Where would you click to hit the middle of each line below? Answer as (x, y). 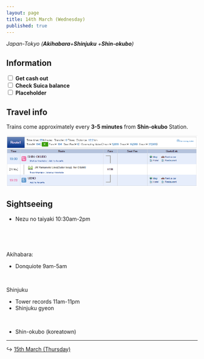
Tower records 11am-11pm (47, 301)
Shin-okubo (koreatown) (46, 332)
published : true (27, 26)
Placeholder (31, 93)
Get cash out (32, 79)
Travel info (27, 112)
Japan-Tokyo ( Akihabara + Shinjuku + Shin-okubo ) (70, 44)
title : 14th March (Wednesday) (46, 19)
